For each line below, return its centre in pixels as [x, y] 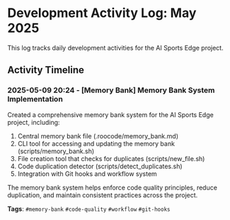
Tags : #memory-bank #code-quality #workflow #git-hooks [89, 209]
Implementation [35, 99]
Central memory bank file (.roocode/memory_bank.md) [98, 136]
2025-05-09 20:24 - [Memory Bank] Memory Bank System [111, 90]
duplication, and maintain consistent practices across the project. [103, 195]
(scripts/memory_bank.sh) [56, 151]
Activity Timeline [46, 70]
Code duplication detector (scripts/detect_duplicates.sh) [100, 166]
